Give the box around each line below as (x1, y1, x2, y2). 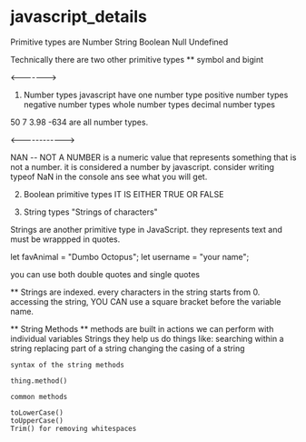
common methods (10, 392, 68, 401)
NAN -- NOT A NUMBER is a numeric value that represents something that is (10, 152, 297, 163)
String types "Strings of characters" (23, 206, 158, 217)
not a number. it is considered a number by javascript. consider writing (10, 161, 275, 172)
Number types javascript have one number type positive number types (23, 89, 289, 100)
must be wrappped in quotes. (10, 234, 121, 245)
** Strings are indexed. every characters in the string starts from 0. (10, 286, 261, 297)
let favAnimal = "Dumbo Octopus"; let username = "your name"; (10, 251, 250, 262)
